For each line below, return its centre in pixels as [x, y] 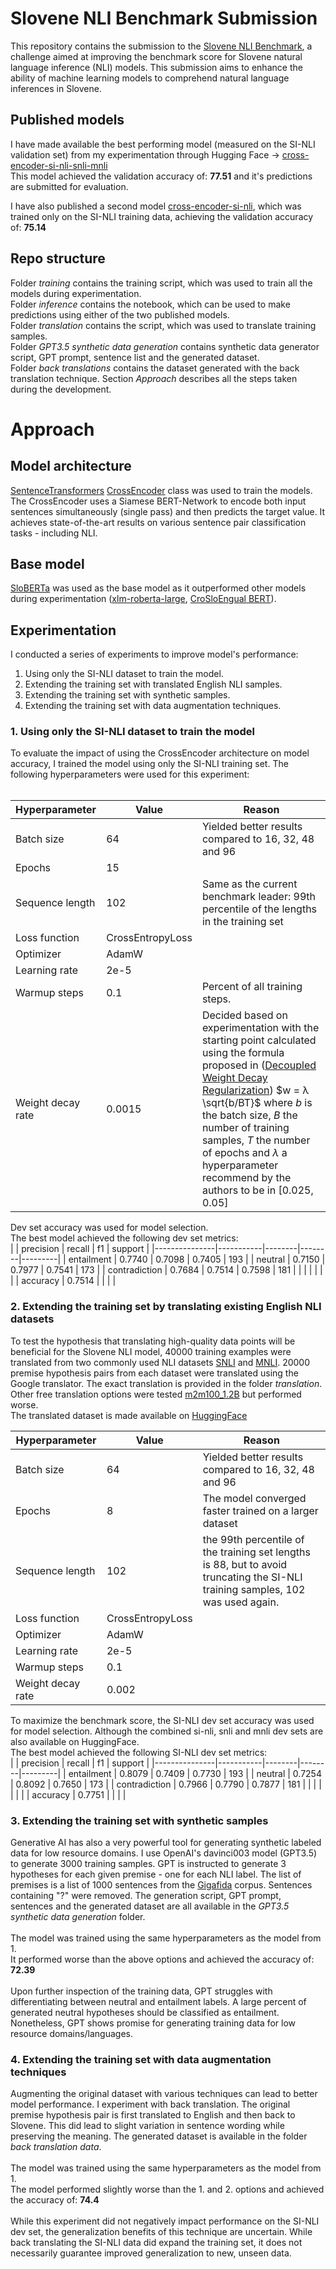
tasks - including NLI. [54, 533]
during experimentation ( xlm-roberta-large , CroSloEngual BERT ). [143, 599]
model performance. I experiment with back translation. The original [150, 2104]
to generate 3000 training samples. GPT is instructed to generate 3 [148, 1864]
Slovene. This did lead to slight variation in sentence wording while [147, 2126]
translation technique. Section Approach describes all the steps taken [154, 378]
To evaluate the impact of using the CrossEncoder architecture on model [160, 753]
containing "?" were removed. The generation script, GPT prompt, [146, 1896]
